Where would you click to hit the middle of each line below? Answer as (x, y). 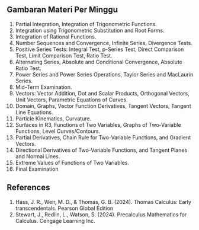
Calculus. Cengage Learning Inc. (55, 221)
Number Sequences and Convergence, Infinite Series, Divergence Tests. (104, 43)
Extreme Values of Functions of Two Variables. (72, 162)
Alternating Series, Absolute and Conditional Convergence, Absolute (99, 62)
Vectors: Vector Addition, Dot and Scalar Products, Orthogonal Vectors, (102, 93)
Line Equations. (34, 112)
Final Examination (37, 169)
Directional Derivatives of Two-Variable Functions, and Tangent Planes (101, 150)
